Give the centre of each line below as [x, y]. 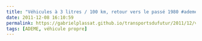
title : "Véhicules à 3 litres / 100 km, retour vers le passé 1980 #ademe [102, 12]
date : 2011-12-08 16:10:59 [40, 17]
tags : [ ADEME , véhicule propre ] [47, 29]
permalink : [20, 23]
